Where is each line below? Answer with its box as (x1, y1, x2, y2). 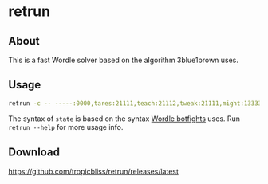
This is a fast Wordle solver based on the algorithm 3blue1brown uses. (8, 55, 239, 65)
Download (8, 146, 60, 159)
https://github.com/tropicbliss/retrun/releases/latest (8, 166, 179, 176)
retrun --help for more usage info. (8, 122, 124, 131)
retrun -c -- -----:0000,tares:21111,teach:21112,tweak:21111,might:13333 (8, 99, 262, 108)
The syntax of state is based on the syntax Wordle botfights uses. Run (8, 114, 241, 123)
